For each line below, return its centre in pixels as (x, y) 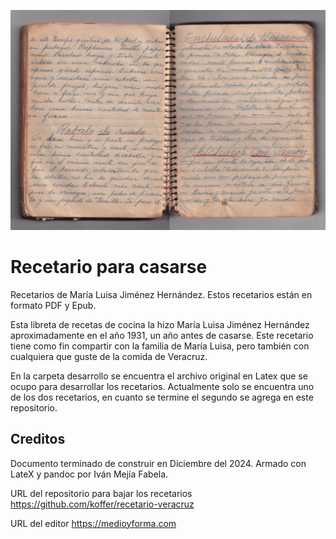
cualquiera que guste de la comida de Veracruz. (109, 356)
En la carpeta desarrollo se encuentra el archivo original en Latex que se (159, 376)
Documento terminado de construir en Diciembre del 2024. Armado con (158, 463)
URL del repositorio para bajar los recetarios (101, 493)
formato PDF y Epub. (53, 305)
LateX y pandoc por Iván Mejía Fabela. (89, 474)
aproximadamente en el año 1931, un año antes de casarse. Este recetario (162, 335)
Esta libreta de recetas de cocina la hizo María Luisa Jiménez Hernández (160, 324)
